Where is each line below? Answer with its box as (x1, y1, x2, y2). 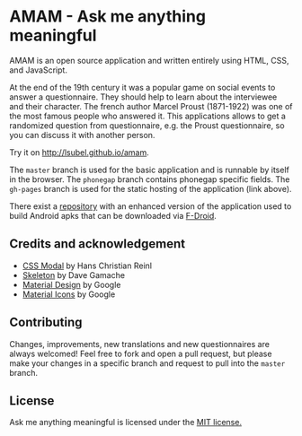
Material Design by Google (22, 279, 121, 290)
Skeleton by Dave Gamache (22, 269, 126, 280)
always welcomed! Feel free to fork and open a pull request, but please (9, 348, 272, 359)
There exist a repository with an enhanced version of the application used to (9, 200, 292, 212)
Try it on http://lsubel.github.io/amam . (9, 146, 150, 158)
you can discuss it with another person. (9, 129, 155, 140)
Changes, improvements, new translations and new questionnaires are (9, 338, 270, 349)
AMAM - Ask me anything (9, 6, 207, 27)
